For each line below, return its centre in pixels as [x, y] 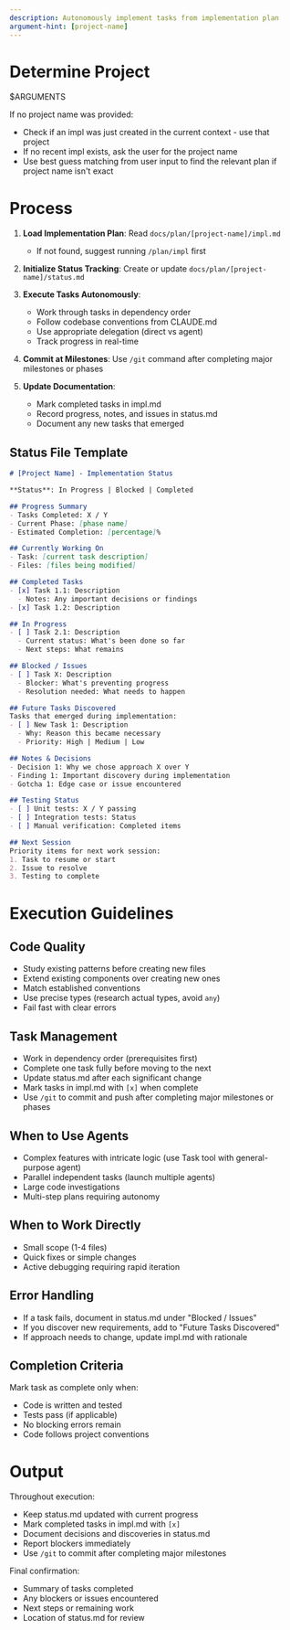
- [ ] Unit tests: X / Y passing [73, 809]
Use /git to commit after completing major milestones [124, 1553]
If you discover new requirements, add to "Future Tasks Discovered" [151, 1327]
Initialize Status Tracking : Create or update [105, 269]
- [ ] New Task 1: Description [69, 725]
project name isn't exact [68, 171]
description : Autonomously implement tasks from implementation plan [145, 18]
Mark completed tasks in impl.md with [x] [101, 1524]
